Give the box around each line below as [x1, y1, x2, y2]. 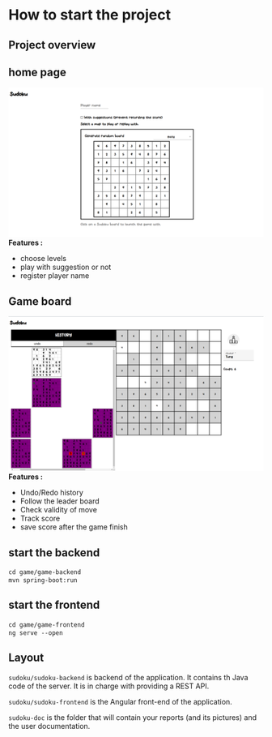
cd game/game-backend [8, 568, 82, 576]
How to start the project [8, 6, 172, 24]
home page [8, 65, 67, 79]
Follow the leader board [19, 496, 100, 506]
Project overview [8, 38, 96, 52]
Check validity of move [19, 505, 97, 515]
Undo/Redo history [19, 488, 83, 498]
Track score [19, 513, 61, 524]
